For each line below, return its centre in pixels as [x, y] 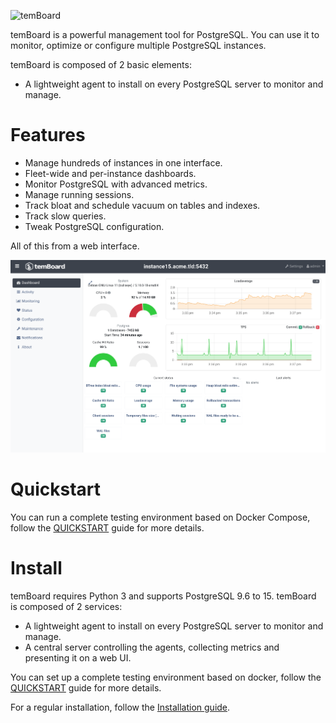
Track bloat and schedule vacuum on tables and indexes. [142, 205]
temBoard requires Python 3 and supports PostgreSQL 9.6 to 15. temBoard [163, 596]
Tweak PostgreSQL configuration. [94, 226]
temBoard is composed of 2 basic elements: [101, 64]
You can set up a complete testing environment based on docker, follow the [166, 677]
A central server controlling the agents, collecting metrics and [152, 647]
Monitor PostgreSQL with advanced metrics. [116, 184]
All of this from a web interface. [75, 246]
